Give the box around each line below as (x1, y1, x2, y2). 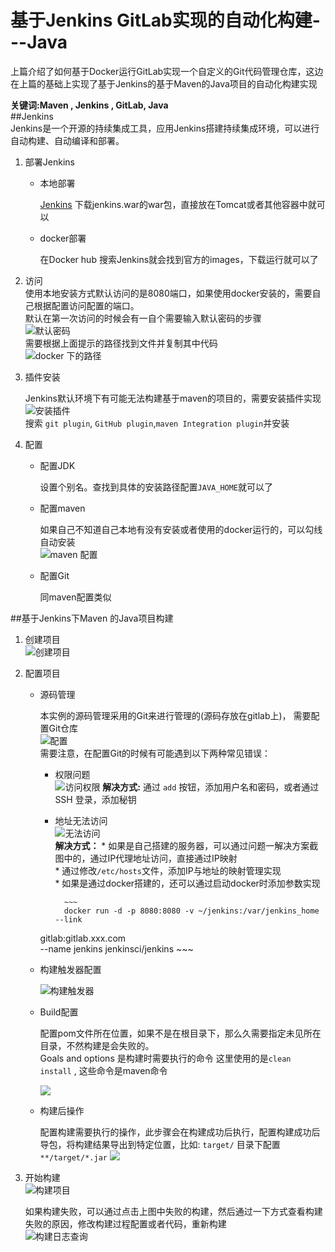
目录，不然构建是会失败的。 (39, 1039, 155, 1051)
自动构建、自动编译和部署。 (10, 134, 125, 146)
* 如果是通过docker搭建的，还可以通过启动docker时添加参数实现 (54, 877, 321, 889)
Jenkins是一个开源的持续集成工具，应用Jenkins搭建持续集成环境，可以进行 (10, 122, 320, 134)
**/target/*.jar (39, 1152, 108, 1163)
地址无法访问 (54, 814, 108, 826)
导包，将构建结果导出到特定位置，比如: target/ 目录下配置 (39, 1138, 281, 1150)
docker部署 (39, 232, 87, 244)
